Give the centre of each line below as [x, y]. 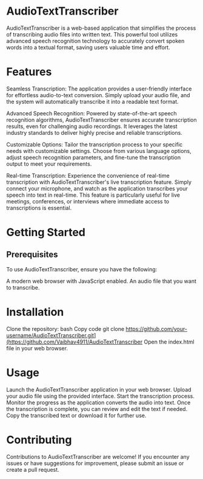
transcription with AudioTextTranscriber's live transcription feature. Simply [99, 182]
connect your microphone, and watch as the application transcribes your [97, 188]
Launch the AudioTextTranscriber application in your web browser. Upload [99, 389]
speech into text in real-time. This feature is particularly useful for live [93, 195]
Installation [35, 312]
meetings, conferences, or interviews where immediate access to [88, 201]
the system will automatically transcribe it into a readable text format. [92, 101]
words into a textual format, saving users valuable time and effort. [88, 47]
